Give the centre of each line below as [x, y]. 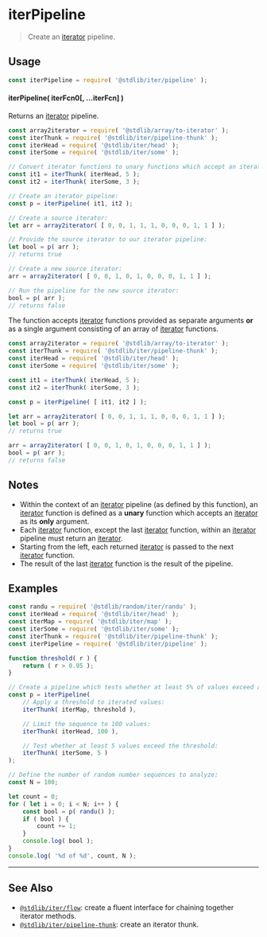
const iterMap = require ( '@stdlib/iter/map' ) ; [90, 622]
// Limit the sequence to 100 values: [87, 724]
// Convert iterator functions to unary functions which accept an [122, 167]
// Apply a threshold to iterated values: [94, 702]
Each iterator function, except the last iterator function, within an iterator [138, 529]
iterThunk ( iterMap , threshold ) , [79, 709]
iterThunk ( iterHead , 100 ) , [71, 731]
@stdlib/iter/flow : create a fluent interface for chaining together [127, 907]
